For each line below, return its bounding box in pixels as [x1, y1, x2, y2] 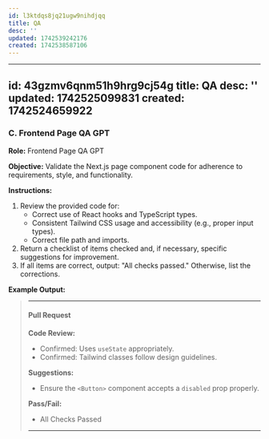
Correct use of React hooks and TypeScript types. [31, 209, 198, 219]
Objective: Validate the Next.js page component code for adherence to [8, 161, 243, 171]
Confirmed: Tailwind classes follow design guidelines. [39, 352, 218, 362]
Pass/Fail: [27, 399, 62, 409]
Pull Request [27, 310, 71, 320]
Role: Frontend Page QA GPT [8, 146, 105, 155]
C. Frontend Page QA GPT [8, 127, 110, 139]
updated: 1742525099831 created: [8, 91, 186, 105]
